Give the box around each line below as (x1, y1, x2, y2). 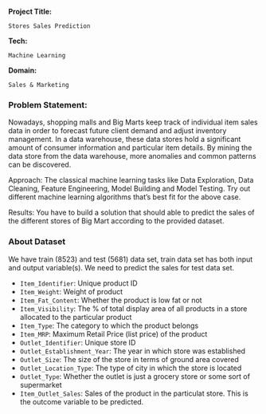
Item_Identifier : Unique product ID (19, 278, 138, 288)
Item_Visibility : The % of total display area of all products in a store (19, 303, 248, 313)
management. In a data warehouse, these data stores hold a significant (8, 135, 241, 144)
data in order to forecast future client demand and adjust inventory (8, 126, 227, 136)
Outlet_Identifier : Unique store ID (19, 337, 136, 347)
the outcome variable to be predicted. (19, 396, 144, 406)
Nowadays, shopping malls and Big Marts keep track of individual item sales (8, 117, 258, 127)
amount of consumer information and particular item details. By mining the (8, 143, 252, 152)
